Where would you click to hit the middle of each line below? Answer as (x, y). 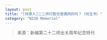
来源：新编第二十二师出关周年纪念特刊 (56, 33)
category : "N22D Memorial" (33, 18)
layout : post (18, 9)
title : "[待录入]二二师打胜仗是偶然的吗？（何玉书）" (54, 14)
